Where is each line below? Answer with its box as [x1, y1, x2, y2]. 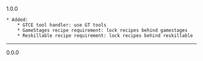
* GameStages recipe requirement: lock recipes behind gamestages [17, 27, 188, 33]
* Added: [6, 17, 28, 23]
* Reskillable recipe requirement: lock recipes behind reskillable [17, 33, 193, 39]
